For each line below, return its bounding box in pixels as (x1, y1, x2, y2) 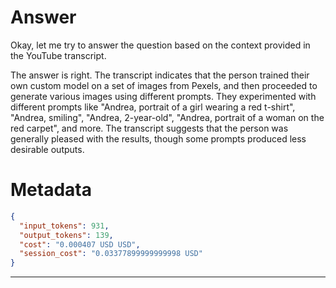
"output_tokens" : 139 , (19, 230, 114, 240)
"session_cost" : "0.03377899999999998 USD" (19, 249, 203, 259)
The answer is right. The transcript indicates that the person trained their (10, 69, 310, 81)
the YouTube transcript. (10, 49, 107, 61)
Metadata (10, 179, 92, 201)
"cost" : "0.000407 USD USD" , (19, 239, 141, 250)
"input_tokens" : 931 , (19, 221, 110, 231)
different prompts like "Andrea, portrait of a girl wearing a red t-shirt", (10, 101, 296, 113)
